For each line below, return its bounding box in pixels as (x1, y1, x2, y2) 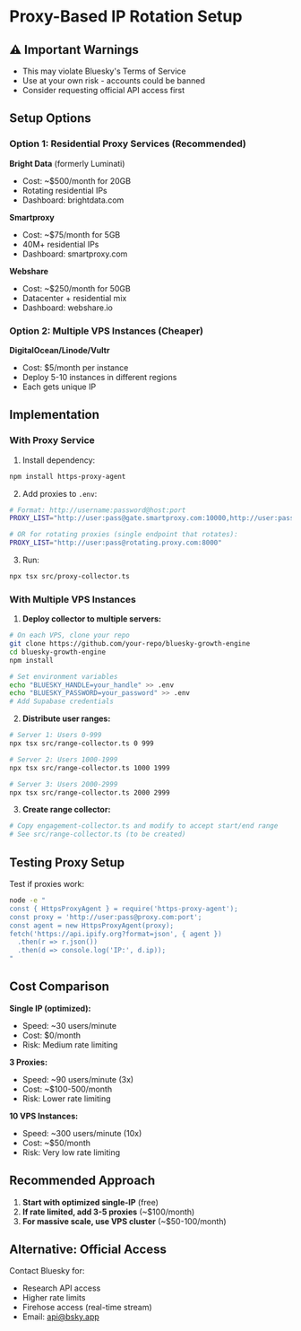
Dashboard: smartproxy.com (21, 248, 128, 259)
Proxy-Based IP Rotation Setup (9, 6, 243, 27)
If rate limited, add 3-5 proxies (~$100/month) (21, 1206, 195, 1217)
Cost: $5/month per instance (21, 361, 129, 373)
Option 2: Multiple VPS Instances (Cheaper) (9, 325, 204, 337)
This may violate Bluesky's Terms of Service (21, 65, 186, 76)
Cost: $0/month (21, 1030, 82, 1040)
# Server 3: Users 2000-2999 (9, 779, 118, 788)
